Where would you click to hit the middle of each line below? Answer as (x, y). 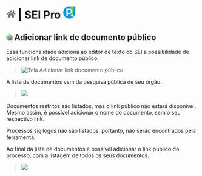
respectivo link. (25, 119)
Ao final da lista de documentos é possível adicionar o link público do (93, 149)
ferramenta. (21, 137)
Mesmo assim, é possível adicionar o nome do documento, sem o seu (93, 113)
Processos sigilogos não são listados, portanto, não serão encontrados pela (101, 131)
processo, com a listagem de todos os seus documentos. (78, 155)
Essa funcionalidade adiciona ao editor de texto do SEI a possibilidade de (98, 52)
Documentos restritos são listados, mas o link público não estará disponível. (101, 106)
